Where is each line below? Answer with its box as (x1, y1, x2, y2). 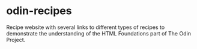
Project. (6, 36, 26, 43)
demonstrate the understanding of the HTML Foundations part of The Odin (6, 30, 191, 37)
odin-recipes (6, 4, 72, 18)
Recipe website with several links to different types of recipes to (6, 24, 165, 31)
